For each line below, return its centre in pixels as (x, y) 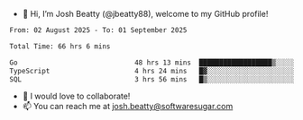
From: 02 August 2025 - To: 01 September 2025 (98, 30)
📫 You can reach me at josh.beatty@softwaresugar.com (128, 107)
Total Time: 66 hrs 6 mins (60, 46)
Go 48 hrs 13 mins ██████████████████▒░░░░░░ (155, 63)
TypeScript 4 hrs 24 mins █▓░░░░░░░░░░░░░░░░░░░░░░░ (155, 71)
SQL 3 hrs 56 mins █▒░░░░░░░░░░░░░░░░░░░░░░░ (155, 79)
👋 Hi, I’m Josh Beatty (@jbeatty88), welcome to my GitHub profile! (145, 14)
